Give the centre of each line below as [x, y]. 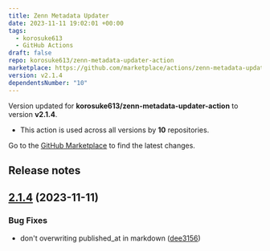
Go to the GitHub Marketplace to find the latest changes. [102, 145]
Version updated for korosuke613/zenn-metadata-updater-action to [123, 106]
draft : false [30, 53]
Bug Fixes [28, 221]
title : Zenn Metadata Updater [59, 16]
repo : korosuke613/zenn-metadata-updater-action [91, 61]
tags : [17, 30]
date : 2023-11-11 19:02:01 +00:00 [66, 23]
